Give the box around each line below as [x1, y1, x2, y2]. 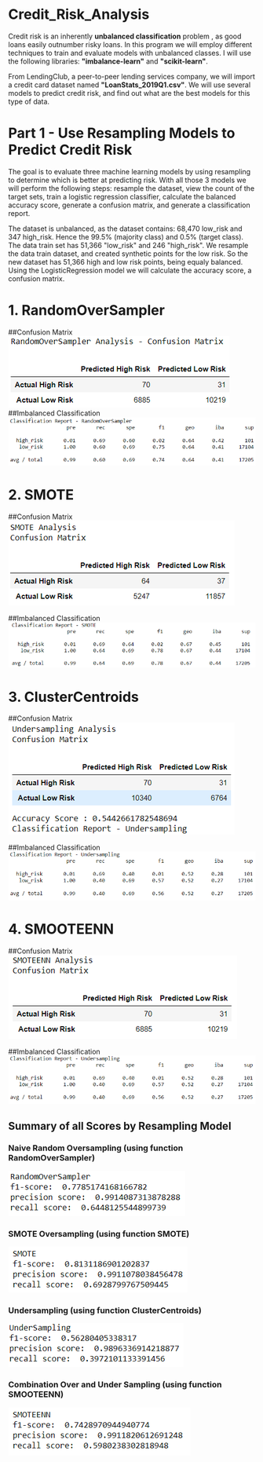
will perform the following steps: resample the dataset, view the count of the [8, 183, 255, 193]
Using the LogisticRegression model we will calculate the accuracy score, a [8, 265, 252, 275]
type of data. [8, 97, 49, 106]
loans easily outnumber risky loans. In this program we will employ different [8, 39, 253, 49]
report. [8, 208, 31, 217]
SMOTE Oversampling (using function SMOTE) [8, 1228, 190, 1239]
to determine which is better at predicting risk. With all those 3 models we [8, 175, 247, 185]
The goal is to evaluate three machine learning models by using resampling [8, 166, 251, 176]
